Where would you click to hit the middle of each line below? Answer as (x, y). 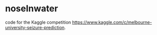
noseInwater (32, 9)
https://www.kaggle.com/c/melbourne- (112, 22)
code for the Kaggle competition (38, 22)
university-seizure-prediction (35, 27)
